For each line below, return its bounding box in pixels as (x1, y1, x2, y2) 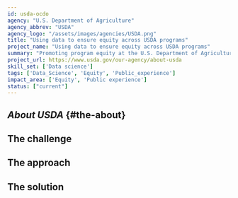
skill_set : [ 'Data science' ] (7, 63, 93, 70)
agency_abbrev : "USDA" (7, 23, 74, 30)
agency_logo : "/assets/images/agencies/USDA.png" (7, 30, 157, 37)
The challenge (7, 133, 72, 145)
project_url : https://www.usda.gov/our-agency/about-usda (7, 57, 182, 64)
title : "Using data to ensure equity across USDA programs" (7, 37, 189, 44)
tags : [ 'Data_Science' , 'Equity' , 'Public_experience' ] (7, 69, 176, 76)
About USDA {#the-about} (7, 109, 126, 121)
